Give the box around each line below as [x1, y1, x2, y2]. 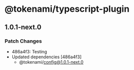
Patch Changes [4, 38, 42, 45]
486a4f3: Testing [11, 48, 47, 54]
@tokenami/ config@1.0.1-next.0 [19, 59, 84, 65]
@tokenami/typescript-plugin [4, 3, 130, 15]
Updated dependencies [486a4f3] [11, 54, 82, 60]
